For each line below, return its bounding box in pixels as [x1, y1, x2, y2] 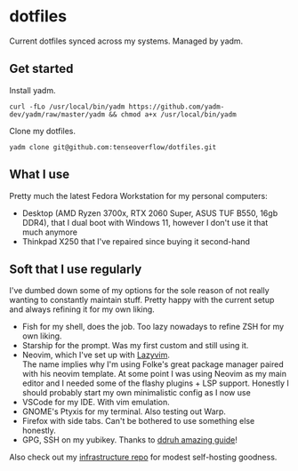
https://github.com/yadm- [128, 102, 225, 111]
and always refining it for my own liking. [9, 304, 156, 315]
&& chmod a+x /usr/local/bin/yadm [108, 109, 238, 119]
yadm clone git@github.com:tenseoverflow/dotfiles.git [9, 142, 217, 152]
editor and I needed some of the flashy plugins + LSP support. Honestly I [21, 378, 289, 388]
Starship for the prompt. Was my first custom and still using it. [21, 340, 249, 351]
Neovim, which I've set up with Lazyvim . [21, 349, 171, 361]
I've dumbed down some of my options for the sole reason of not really [9, 285, 270, 296]
